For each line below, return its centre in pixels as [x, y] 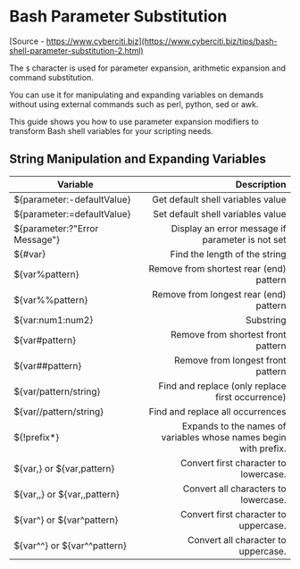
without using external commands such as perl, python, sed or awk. [134, 104]
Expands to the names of [234, 426]
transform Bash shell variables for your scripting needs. [112, 130]
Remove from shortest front [229, 334]
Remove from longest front [230, 360]
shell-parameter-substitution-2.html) [77, 50]
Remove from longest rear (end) [219, 294]
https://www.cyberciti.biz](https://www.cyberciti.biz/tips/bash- [162, 41]
